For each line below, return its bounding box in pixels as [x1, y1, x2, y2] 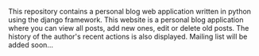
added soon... [8, 40, 54, 50]
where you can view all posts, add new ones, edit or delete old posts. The [8, 24, 249, 32]
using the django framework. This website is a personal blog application [8, 15, 244, 24]
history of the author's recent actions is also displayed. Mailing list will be [8, 32, 248, 41]
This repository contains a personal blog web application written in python [8, 7, 252, 16]
